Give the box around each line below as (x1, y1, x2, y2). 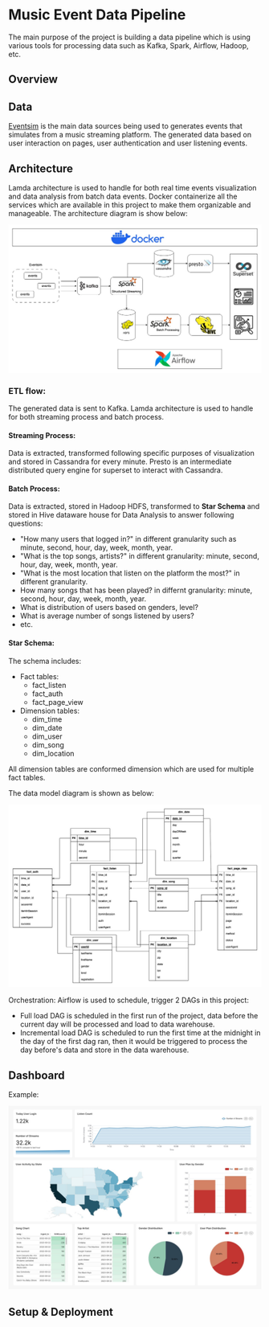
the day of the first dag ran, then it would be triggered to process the (19, 1037, 248, 1046)
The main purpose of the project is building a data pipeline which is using (8, 32, 251, 42)
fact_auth (31, 689, 63, 698)
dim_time (31, 714, 63, 724)
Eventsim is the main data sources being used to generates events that (8, 121, 243, 131)
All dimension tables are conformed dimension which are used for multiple (8, 764, 255, 773)
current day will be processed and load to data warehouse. (19, 1019, 215, 1030)
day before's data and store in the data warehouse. (19, 1045, 190, 1055)
